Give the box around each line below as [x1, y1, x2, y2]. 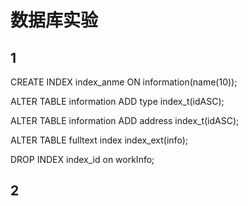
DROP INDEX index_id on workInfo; [10, 154, 155, 165]
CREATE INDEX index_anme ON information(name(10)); [10, 76, 238, 88]
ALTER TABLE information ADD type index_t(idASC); [10, 96, 225, 107]
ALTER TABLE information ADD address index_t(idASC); [10, 115, 240, 126]
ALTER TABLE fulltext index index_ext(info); [10, 134, 188, 146]
